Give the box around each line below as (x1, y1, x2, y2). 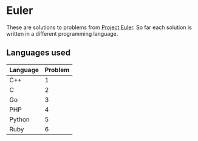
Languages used (6, 48, 71, 58)
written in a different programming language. (6, 30, 118, 37)
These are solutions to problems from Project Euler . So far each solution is (6, 24, 193, 31)
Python (9, 115, 30, 123)
